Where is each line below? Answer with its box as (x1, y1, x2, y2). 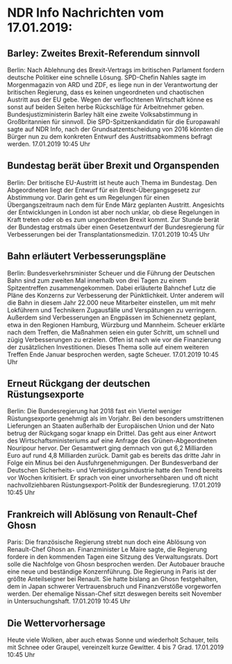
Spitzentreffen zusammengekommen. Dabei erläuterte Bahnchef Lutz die (7, 283, 217, 292)
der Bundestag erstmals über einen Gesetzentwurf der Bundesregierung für (7, 223, 224, 231)
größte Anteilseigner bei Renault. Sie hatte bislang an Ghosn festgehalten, (7, 575, 219, 583)
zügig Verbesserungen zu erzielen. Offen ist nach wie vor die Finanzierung (7, 335, 222, 344)
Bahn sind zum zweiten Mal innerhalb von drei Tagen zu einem (7, 276, 187, 285)
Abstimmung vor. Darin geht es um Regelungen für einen (7, 193, 170, 201)
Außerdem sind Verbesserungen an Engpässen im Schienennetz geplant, (7, 313, 217, 322)
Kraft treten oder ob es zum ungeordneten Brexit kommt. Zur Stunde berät (7, 215, 219, 223)
